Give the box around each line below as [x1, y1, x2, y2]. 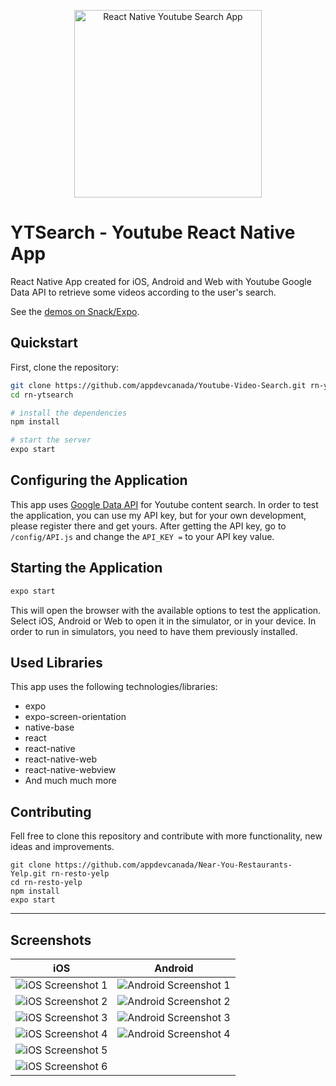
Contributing [10, 803, 92, 820]
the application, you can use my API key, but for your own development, [10, 509, 307, 521]
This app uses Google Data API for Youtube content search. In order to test [10, 498, 319, 510]
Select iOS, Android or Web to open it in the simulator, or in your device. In [10, 615, 317, 627]
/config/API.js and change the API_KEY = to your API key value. [10, 530, 275, 542]
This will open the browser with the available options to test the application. [10, 604, 322, 616]
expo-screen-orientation [24, 711, 127, 723]
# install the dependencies [10, 408, 128, 418]
